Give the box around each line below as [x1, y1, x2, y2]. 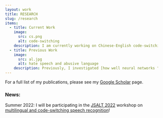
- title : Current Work [9, 25, 55, 30]
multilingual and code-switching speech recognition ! [5, 107, 110, 113]
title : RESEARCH [5, 12, 38, 17]
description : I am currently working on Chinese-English [14, 43, 131, 48]
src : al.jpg [17, 57, 42, 62]
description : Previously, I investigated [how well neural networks [14, 66, 155, 71]
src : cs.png [17, 34, 42, 39]
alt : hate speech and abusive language [17, 61, 98, 66]
